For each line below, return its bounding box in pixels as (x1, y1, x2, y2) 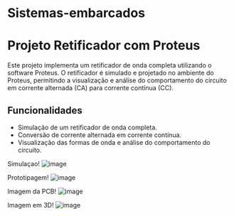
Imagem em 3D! (7, 200, 54, 209)
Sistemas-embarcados (7, 5, 146, 21)
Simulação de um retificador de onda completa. (17, 123, 158, 131)
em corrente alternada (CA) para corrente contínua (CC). (7, 84, 174, 92)
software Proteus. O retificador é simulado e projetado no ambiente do (7, 69, 215, 77)
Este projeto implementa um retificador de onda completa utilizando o (7, 61, 212, 70)
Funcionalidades (7, 104, 83, 117)
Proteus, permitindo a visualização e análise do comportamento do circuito (7, 76, 228, 85)
